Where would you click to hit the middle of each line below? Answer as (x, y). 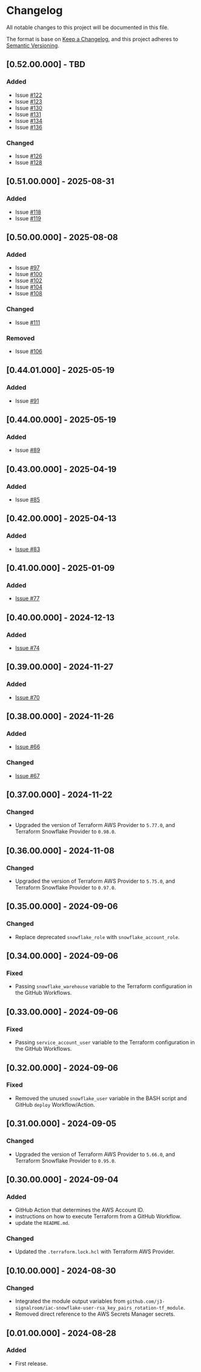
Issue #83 (28, 549)
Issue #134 (28, 120)
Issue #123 (28, 101)
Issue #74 (27, 648)
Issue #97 (27, 268)
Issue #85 (28, 500)
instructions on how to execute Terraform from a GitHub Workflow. (98, 1216)
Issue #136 (28, 127)
